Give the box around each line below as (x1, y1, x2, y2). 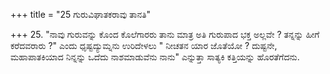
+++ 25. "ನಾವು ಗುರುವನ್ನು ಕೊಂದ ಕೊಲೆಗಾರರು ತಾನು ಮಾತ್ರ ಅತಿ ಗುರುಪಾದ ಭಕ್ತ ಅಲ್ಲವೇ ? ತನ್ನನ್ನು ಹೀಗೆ (10, 29, 320, 40)
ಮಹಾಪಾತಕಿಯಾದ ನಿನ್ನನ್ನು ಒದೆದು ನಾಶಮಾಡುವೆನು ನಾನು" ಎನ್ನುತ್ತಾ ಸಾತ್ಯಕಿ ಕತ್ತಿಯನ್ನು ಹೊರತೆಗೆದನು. (10, 51, 300, 63)
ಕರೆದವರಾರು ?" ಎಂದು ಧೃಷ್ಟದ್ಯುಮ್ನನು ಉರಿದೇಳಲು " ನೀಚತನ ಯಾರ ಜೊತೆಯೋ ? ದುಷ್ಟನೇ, (10, 40, 278, 51)
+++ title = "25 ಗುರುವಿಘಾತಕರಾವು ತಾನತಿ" (10, 9, 152, 20)
